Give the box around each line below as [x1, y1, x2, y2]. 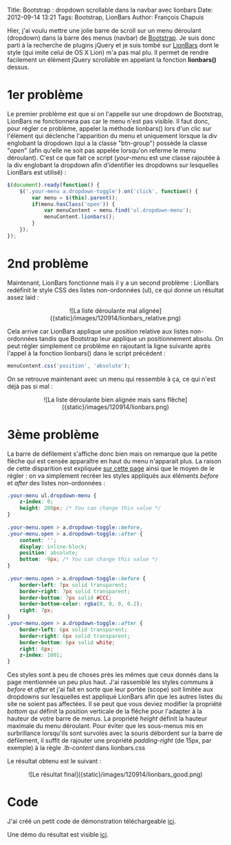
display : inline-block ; [19, 543, 88, 550]
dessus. [7, 63, 30, 71]
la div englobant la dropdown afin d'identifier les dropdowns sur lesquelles [7, 161, 219, 169]
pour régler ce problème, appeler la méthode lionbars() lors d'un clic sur [7, 124, 212, 133]
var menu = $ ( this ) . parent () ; [32, 194, 118, 201]
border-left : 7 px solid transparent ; [19, 581, 128, 589]
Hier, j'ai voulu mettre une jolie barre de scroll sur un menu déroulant [7, 27, 201, 34]
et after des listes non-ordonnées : [7, 479, 105, 487]
